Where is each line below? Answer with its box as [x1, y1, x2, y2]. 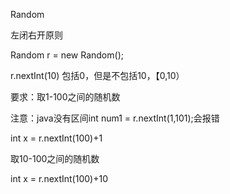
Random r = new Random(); [10, 49, 124, 61]
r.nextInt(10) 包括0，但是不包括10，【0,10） [10, 70, 185, 81]
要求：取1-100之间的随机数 [10, 91, 121, 103]
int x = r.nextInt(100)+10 [10, 173, 108, 184]
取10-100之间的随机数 [10, 153, 100, 164]
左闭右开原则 [10, 29, 63, 41]
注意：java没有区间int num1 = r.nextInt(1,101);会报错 [10, 112, 220, 124]
